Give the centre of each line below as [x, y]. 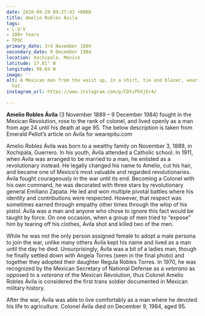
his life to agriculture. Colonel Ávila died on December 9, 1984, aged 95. [96, 306]
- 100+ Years [23, 35]
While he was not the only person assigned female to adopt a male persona [101, 236]
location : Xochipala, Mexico [43, 58]
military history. [26, 288]
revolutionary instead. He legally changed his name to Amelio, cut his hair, [99, 165]
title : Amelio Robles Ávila [42, 18]
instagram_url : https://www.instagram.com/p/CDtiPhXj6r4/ [81, 92]
